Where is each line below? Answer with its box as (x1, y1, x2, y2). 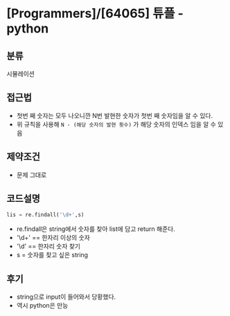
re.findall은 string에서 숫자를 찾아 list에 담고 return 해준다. (16, 225, 176, 233)
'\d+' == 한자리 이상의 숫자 (16, 234, 91, 242)
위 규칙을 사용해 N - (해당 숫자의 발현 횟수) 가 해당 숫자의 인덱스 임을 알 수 (16, 120, 216, 128)
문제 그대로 (16, 170, 47, 179)
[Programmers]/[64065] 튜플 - (6, 6, 184, 21)
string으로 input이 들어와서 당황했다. (16, 292, 116, 301)
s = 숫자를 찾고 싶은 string (16, 251, 88, 259)
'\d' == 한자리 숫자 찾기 (16, 242, 81, 250)
